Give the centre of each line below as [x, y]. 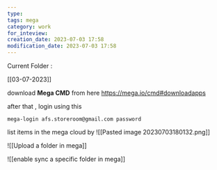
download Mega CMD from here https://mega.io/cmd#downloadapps [107, 93]
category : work [29, 26]
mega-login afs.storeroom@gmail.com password [74, 119]
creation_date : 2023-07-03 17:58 [56, 40]
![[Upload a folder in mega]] [47, 146]
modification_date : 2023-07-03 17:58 [62, 46]
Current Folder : [30, 66]
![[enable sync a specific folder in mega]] [66, 159]
